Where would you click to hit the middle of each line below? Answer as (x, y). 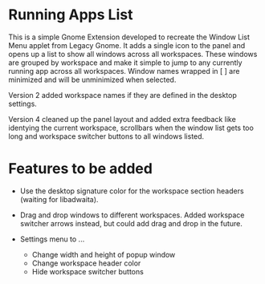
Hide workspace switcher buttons (88, 271)
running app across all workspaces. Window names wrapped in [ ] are (124, 71)
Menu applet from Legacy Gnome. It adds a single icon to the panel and (127, 45)
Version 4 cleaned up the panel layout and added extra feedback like (122, 119)
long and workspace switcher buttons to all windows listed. (106, 136)
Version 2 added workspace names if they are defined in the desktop (122, 95)
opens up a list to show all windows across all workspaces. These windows (133, 54)
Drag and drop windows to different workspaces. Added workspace (132, 215)
